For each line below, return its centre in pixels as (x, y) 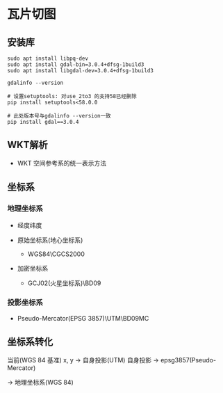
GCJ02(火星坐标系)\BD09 (64, 283)
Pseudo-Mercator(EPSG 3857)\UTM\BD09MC (83, 318)
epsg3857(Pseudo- (189, 360)
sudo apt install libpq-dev (48, 58)
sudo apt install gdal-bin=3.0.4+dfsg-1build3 (76, 65)
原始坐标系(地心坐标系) (50, 240)
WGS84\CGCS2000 (56, 254)
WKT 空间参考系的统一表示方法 (61, 163)
